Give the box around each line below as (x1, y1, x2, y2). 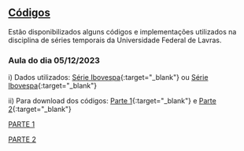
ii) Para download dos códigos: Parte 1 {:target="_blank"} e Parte (8, 96, 216, 106)
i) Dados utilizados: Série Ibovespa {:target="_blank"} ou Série (8, 73, 209, 82)
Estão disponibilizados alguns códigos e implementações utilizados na (8, 27, 237, 36)
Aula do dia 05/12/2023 (8, 55, 101, 66)
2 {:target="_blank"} (8, 105, 72, 114)
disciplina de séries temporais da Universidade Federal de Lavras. (8, 35, 222, 45)
